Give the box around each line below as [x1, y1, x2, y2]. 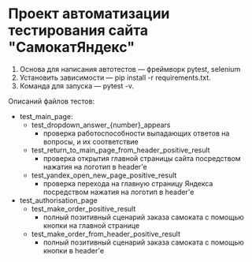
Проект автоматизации [8, 5, 170, 23]
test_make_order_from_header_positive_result [31, 229, 181, 238]
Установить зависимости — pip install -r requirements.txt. [19, 73, 211, 82]
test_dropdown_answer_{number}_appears [31, 120, 171, 129]
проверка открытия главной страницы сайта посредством [43, 153, 242, 163]
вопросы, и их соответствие [43, 137, 139, 146]
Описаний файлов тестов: [8, 96, 95, 106]
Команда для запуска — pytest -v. [19, 80, 134, 91]
